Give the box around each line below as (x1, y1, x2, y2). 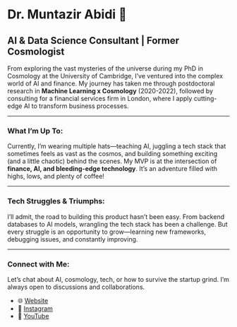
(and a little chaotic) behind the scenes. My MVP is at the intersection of (7, 157, 217, 165)
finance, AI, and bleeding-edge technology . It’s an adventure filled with (7, 165, 217, 173)
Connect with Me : (7, 259, 70, 269)
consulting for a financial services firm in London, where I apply (7, 95, 193, 102)
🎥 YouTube (17, 311, 49, 320)
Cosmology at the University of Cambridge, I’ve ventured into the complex (7, 72, 224, 80)
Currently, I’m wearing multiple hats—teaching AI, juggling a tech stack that (7, 142, 226, 150)
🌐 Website (17, 296, 49, 304)
